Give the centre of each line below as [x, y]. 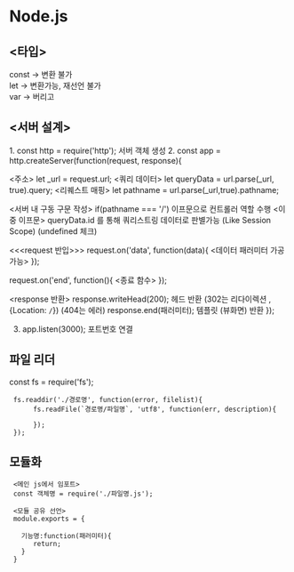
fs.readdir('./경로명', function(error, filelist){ [107, 399]
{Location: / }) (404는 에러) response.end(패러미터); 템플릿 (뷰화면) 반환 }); [142, 310]
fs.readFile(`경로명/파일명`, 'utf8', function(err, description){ [155, 409]
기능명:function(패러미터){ [66, 536]
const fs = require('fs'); [52, 382]
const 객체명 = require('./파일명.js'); [83, 494]
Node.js [39, 16]
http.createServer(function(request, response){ [95, 160]
